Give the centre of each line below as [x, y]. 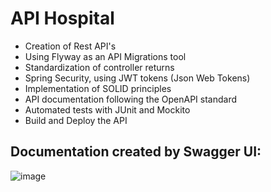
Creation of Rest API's [70, 46]
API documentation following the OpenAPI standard [131, 99]
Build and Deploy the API [76, 120]
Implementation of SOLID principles [98, 88]
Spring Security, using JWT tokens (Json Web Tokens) [137, 78]
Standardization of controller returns [99, 67]
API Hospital [62, 18]
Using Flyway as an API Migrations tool [105, 56]
